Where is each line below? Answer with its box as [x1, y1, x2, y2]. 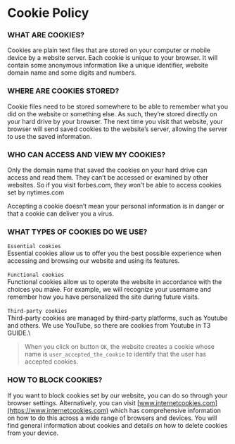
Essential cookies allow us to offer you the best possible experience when [7, 249, 222, 258]
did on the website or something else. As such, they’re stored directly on [7, 109, 217, 118]
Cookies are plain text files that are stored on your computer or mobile [7, 46, 211, 54]
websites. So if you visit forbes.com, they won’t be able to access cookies [7, 181, 222, 190]
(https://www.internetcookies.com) [7, 406, 109, 414]
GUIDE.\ [7, 329, 31, 338]
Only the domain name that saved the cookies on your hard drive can [7, 166, 208, 174]
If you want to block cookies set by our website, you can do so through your [7, 391, 228, 400]
